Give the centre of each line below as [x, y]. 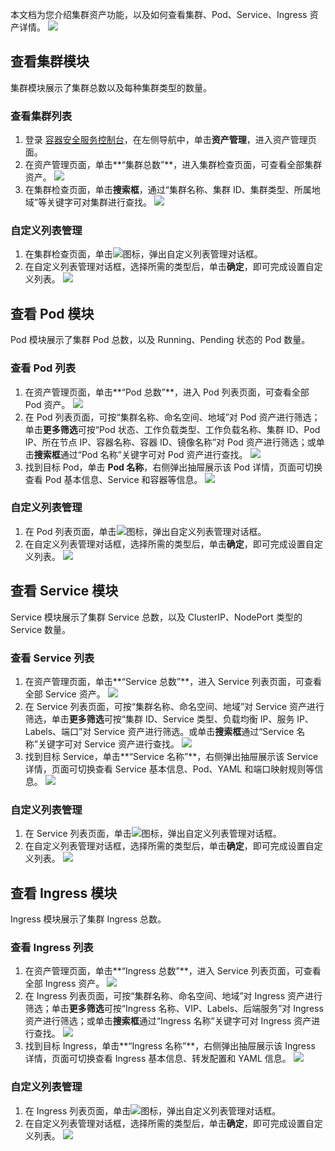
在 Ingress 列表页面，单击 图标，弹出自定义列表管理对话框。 [153, 1110]
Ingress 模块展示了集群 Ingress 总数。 [88, 919]
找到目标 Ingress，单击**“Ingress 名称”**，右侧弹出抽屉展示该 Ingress [170, 1046]
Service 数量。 [40, 629]
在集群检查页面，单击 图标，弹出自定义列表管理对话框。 [143, 254]
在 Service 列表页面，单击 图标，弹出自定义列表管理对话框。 [153, 834]
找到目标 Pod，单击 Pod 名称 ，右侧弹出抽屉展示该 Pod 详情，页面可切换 [173, 467]
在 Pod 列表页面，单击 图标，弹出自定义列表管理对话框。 [145, 531]
